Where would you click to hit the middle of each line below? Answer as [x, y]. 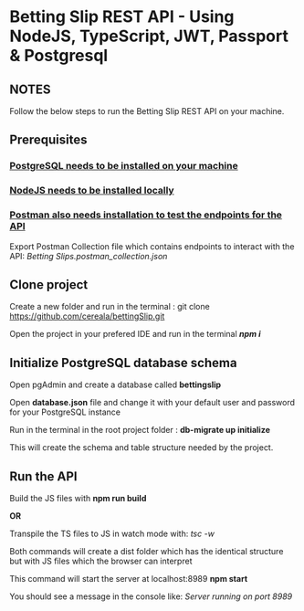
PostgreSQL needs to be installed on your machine [124, 166]
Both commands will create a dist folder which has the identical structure [147, 551]
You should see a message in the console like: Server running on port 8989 [151, 596]
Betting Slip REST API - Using [122, 17]
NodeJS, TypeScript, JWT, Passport [149, 36]
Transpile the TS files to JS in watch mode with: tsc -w [112, 533]
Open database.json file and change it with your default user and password [152, 403]
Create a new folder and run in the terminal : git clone [110, 307]
